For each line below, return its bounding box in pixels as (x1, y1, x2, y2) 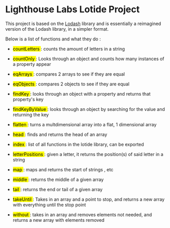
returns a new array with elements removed (12, 217, 105, 223)
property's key (12, 96, 44, 102)
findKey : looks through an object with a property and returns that (12, 90, 151, 97)
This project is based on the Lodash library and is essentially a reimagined (5, 20, 161, 27)
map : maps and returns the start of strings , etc (12, 166, 114, 172)
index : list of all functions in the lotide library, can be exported (12, 141, 144, 147)
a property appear (12, 61, 51, 67)
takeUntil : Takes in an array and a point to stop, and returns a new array (12, 196, 165, 202)
